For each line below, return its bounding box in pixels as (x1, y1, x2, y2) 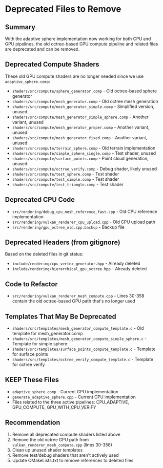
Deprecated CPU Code (5, 195, 75, 204)
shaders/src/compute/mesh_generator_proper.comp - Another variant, (12, 124, 150, 130)
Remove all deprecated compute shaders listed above (12, 431, 121, 437)
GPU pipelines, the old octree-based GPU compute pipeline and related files (5, 41, 159, 47)
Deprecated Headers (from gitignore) (5, 238, 121, 247)
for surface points (12, 351, 48, 357)
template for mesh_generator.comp (12, 331, 83, 337)
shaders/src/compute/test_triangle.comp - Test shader (12, 181, 123, 187)
